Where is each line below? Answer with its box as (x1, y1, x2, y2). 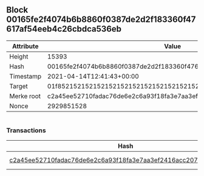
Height (9, 52, 29, 60)
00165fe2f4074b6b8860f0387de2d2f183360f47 (6, 15, 196, 25)
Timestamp (9, 72, 42, 80)
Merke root (9, 91, 41, 100)
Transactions (6, 126, 47, 135)
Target (9, 82, 29, 90)
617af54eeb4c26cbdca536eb (6, 24, 122, 34)
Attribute (12, 42, 39, 51)
